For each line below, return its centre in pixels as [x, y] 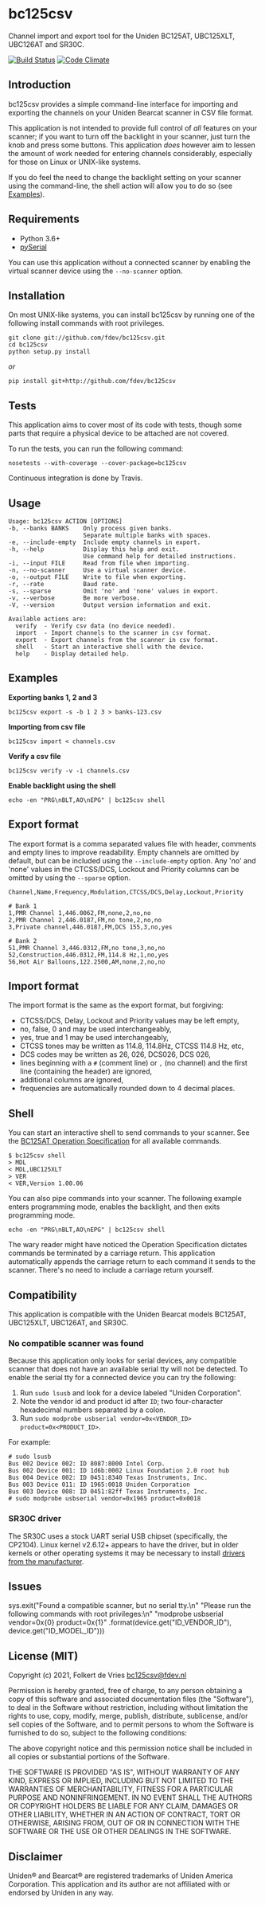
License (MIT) [43, 1656]
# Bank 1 [23, 906]
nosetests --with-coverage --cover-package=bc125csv [97, 464]
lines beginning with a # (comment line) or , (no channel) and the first [134, 1063]
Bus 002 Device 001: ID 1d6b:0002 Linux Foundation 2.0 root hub [119, 1471]
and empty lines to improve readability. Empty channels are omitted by [124, 852]
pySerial [33, 247]
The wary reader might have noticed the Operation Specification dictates [128, 1245]
